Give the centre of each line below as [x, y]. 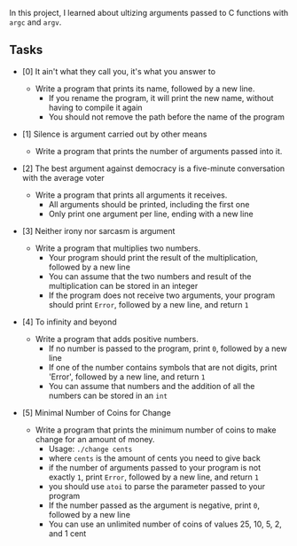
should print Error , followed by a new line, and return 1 [148, 304]
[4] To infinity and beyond [69, 322]
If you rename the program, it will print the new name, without [161, 97]
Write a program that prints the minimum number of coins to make [156, 430]
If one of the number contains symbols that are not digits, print [163, 367]
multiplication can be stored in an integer [123, 285]
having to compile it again [96, 107]
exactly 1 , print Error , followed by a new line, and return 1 [153, 477]
